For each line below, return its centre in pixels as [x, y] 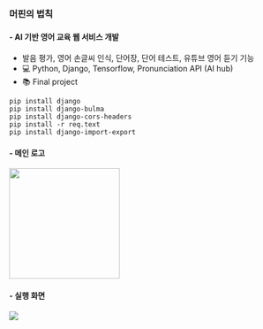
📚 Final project [49, 82]
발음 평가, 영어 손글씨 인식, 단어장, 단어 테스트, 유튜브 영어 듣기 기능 [138, 58]
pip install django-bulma [56, 109]
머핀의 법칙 [31, 13]
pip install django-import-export [73, 133]
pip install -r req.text [55, 125]
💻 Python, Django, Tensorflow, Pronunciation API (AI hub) [128, 69]
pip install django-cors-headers [71, 117]
